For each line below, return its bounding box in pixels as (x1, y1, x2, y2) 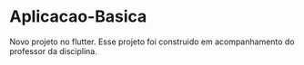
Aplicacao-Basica (9, 6, 147, 27)
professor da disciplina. (9, 45, 97, 56)
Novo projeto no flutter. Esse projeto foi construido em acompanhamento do (9, 36, 295, 47)
